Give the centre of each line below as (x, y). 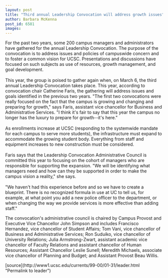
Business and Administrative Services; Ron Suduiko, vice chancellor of (78, 234)
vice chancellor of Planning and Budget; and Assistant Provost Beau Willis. (82, 256)
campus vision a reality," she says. (41, 176)
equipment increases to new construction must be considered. (70, 144)
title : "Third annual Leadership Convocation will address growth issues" (85, 15)
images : (13, 29)
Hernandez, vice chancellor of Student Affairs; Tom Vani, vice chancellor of (83, 229)
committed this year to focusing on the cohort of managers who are (75, 160)
